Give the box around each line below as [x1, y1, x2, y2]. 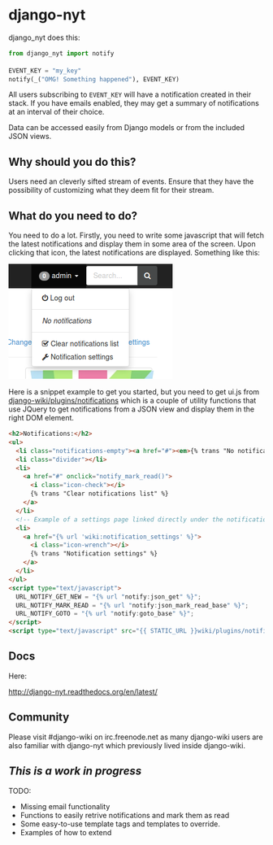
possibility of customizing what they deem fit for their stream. [8, 185, 214, 195]
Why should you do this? [8, 155, 136, 168]
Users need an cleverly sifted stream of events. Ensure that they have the [8, 176, 254, 186]
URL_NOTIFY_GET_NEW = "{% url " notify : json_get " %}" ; [15, 592, 201, 601]
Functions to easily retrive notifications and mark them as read [19, 810, 230, 820]
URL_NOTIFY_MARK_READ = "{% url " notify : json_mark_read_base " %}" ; [15, 601, 249, 609]
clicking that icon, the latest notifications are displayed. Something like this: [8, 248, 260, 258]
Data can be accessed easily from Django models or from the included [8, 123, 245, 133]
